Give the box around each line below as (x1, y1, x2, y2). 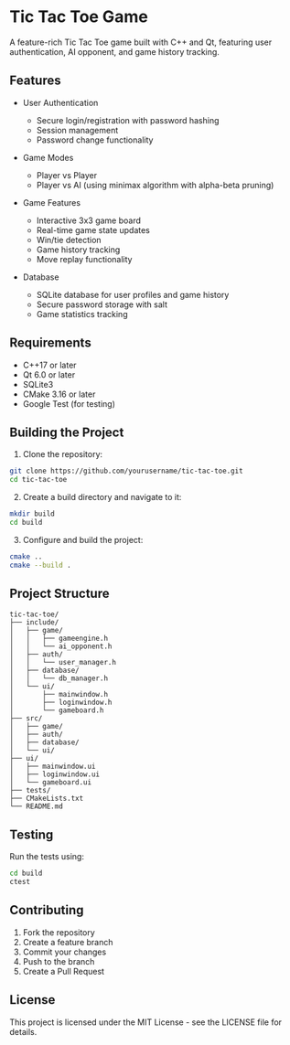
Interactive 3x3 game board (36, 215, 142, 226)
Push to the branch (22, 955, 95, 966)
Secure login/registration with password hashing (36, 114, 220, 125)
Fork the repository (22, 926, 96, 938)
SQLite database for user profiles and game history (36, 289, 230, 300)
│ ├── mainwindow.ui (9, 762, 96, 772)
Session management (36, 124, 119, 135)
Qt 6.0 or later (22, 368, 76, 380)
